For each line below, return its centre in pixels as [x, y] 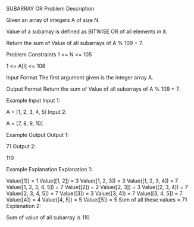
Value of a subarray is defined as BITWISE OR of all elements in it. [87, 31]
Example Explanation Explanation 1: [49, 169]
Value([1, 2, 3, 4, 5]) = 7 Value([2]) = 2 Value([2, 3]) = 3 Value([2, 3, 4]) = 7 [97, 187]
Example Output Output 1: [37, 135]
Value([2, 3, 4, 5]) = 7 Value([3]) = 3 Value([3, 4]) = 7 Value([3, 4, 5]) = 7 [94, 193]
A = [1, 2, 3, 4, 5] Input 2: [37, 112]
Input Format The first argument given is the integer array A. [80, 77]
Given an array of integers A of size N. [53, 20]
